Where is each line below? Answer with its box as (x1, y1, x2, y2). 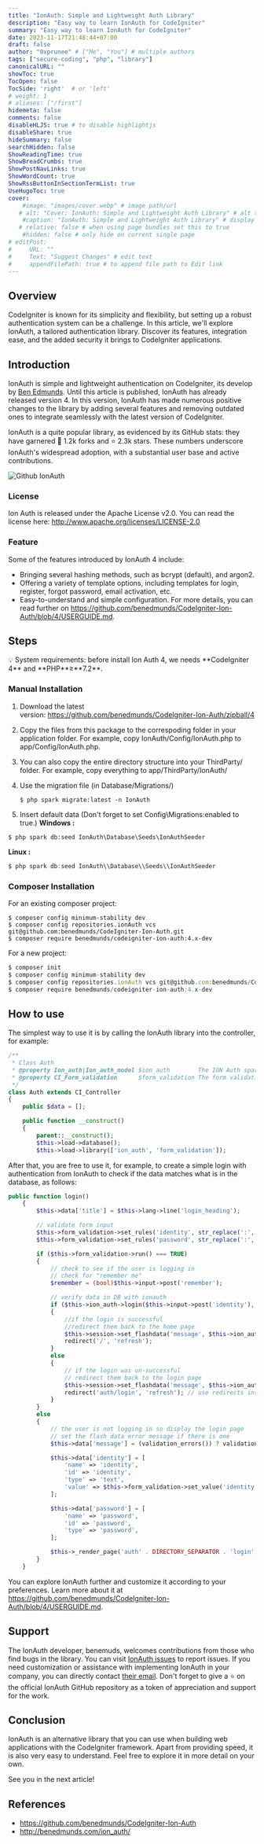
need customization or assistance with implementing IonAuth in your (8, 1662, 230, 1672)
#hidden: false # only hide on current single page (22, 231, 195, 239)
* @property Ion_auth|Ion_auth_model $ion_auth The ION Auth (11, 1066, 241, 1074)
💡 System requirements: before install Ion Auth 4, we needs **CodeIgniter (8, 655, 249, 664)
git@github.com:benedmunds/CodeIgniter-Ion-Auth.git (8, 927, 185, 936)
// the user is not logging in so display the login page (49, 1425, 244, 1433)
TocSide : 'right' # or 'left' (8, 84, 111, 93)
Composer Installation (8, 881, 95, 892)
